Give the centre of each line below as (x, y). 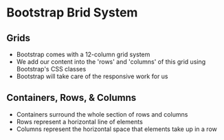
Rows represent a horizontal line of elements (80, 121)
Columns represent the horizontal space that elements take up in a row (117, 129)
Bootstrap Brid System (72, 13)
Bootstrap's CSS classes (51, 69)
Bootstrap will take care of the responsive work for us (92, 76)
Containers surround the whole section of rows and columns (102, 114)
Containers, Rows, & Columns (71, 98)
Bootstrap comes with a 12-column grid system (83, 54)
